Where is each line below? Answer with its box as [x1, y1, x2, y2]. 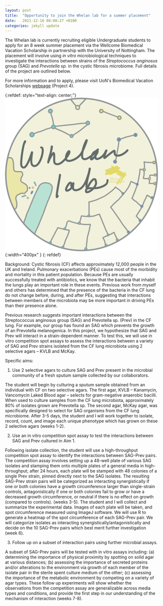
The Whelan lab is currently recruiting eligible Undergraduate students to [5, 37, 151, 43]
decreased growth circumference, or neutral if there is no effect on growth [5, 494, 154, 500]
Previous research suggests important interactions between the [5, 312, 132, 318]
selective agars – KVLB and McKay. [5, 348, 76, 354]
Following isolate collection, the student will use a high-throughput [5, 447, 138, 453]
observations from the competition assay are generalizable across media [5, 585, 151, 591]
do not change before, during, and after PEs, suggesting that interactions [5, 292, 151, 298]
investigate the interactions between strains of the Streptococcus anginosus [5, 58, 158, 64]
